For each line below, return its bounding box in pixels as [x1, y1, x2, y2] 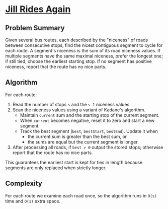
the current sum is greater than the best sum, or [27, 133, 127, 140]
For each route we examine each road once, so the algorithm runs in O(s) [5, 192, 157, 198]
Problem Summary [5, 24, 65, 32]
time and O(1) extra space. [5, 198, 61, 204]
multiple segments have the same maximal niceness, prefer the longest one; [5, 53, 163, 59]
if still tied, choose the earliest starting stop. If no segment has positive [5, 58, 152, 64]
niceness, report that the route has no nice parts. [5, 64, 107, 69]
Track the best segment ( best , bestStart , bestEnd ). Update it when [20, 128, 158, 134]
